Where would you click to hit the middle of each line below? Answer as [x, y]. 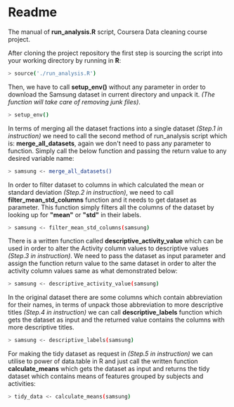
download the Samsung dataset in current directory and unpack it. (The [111, 94]
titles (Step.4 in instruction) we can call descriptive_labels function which [115, 312]
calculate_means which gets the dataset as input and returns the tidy [109, 369]
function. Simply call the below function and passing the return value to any [117, 151]
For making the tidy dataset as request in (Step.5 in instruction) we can [110, 354]
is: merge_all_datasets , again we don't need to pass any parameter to [110, 143]
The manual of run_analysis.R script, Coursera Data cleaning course [108, 32]
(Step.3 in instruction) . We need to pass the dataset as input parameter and [117, 256]
